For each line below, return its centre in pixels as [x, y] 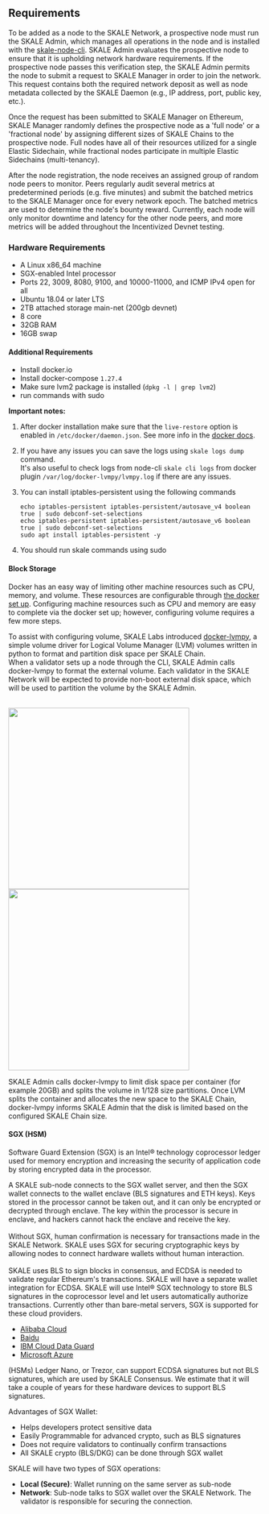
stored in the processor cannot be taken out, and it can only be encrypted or [135, 1202]
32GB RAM [38, 325]
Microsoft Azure [47, 1354]
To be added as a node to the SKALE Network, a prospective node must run [134, 32]
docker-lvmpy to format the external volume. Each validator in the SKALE [129, 670]
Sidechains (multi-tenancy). [54, 160]
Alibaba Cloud [43, 1329]
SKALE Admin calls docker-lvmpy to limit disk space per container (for [124, 1081]
